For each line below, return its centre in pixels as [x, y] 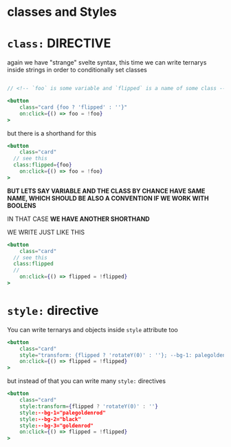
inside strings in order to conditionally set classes [77, 70]
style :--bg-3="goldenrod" [57, 426]
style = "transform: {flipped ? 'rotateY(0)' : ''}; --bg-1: [106, 355]
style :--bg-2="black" [50, 419]
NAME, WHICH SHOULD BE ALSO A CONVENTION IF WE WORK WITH [108, 198]
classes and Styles [62, 12]
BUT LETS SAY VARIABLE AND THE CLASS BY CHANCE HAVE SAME [106, 190]
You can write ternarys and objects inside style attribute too [93, 329]
